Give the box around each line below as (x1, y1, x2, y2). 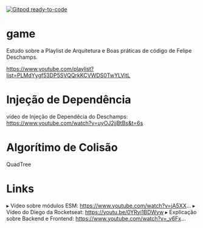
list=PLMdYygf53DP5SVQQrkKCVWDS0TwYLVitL (6, 72, 131, 79)
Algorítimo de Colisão (6, 141, 118, 155)
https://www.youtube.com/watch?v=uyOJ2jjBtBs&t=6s (6, 119, 143, 127)
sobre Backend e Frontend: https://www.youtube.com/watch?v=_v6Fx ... (6, 215, 187, 222)
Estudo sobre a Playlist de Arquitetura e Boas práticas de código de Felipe (6, 47, 192, 54)
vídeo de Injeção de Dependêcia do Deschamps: (6, 113, 128, 120)
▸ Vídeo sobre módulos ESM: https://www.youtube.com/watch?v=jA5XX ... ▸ (6, 202, 196, 209)
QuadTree (6, 161, 32, 168)
